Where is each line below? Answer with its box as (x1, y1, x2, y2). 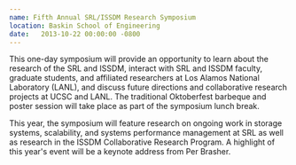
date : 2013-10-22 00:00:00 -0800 (9, 29, 141, 38)
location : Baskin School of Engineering (9, 21, 161, 30)
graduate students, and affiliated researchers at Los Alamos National (9, 73, 260, 83)
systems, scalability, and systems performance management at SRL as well (9, 128, 284, 138)
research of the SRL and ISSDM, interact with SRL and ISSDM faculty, (9, 63, 263, 74)
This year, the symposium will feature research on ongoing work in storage (9, 118, 283, 129)
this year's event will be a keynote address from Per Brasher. (9, 146, 231, 157)
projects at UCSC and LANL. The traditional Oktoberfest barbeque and (9, 91, 267, 102)
